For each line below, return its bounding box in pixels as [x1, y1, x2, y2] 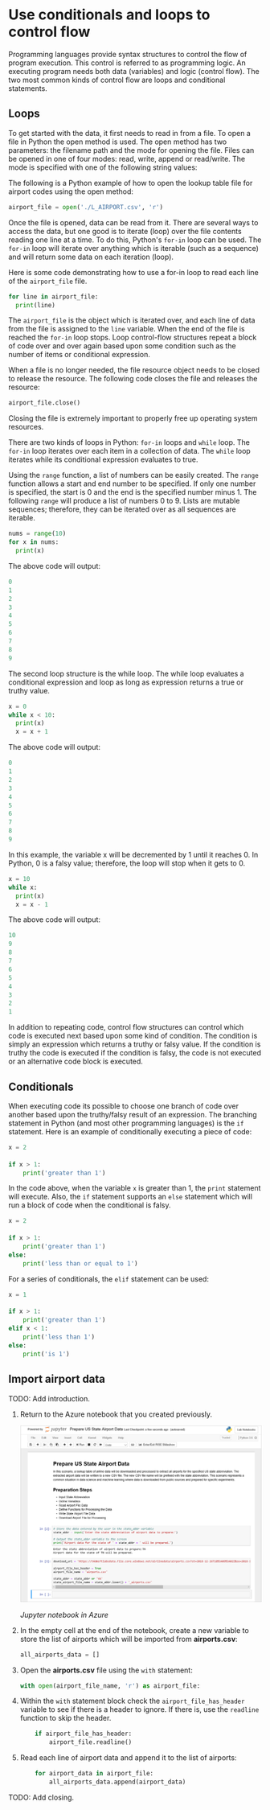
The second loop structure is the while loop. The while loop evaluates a [8, 668, 244, 678]
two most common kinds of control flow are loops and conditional [8, 75, 226, 84]
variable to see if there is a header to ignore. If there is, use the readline [19, 1705, 260, 1714]
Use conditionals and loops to [8, 6, 211, 24]
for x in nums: [8, 538, 59, 546]
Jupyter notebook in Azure [19, 1610, 108, 1619]
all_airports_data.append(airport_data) [49, 1778, 186, 1787]
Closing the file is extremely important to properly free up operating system [8, 413, 259, 423]
